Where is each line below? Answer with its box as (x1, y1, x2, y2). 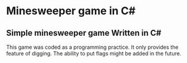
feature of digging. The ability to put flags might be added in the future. (6, 50, 182, 57)
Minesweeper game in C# (6, 4, 136, 18)
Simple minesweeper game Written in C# (6, 28, 161, 38)
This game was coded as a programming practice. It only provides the (6, 43, 179, 51)
